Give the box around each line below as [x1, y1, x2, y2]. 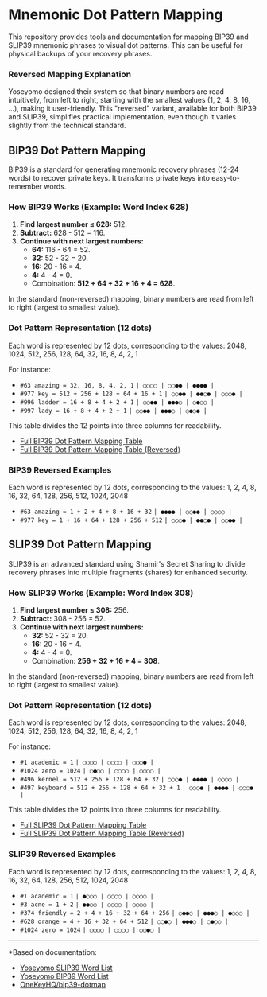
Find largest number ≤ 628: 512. [19, 220, 127, 229]
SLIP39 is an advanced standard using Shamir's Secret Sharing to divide [8, 559, 246, 568]
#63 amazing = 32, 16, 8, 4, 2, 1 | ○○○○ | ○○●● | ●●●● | [19, 381, 215, 389]
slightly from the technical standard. [8, 121, 126, 130]
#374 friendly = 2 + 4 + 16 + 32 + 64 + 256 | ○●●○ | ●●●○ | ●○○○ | [19, 909, 250, 917]
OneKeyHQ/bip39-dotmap [19, 979, 106, 989]
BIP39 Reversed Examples [8, 464, 112, 475]
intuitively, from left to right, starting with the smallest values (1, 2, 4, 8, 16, [8, 95, 250, 105]
